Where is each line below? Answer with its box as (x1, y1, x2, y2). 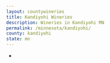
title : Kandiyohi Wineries (6, 14, 73, 20)
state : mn (6, 36, 31, 42)
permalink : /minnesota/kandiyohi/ (6, 25, 92, 31)
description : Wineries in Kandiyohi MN (6, 19, 105, 25)
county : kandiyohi (6, 31, 51, 37)
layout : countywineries (6, 8, 65, 15)
